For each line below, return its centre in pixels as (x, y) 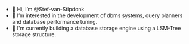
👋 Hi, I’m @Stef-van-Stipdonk (48, 9)
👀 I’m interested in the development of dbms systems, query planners (97, 15)
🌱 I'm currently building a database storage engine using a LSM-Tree (96, 28)
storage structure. (34, 34)
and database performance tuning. (55, 22)
